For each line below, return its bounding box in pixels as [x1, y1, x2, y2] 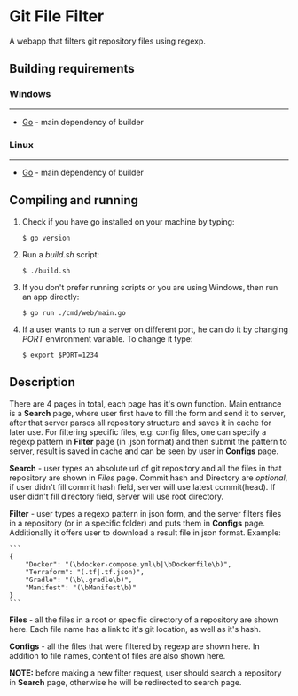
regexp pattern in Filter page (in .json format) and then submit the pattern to [9, 436, 288, 447]
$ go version [21, 233, 71, 242]
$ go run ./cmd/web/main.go [21, 308, 126, 317]
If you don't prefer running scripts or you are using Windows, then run [21, 281, 278, 292]
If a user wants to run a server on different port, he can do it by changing [21, 324, 289, 335]
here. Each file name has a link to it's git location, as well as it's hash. [9, 623, 262, 634]
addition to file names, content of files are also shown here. [9, 650, 226, 660]
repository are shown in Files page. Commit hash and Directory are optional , [9, 472, 288, 483]
